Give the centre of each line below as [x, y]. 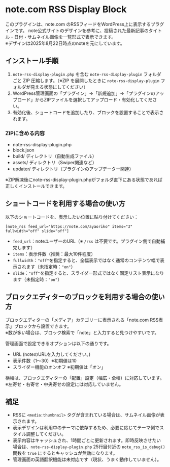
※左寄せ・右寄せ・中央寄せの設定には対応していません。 [64, 384]
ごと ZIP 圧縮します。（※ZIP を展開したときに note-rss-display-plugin [86, 81]
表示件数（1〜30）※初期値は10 [45, 360]
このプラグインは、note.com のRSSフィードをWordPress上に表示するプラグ [85, 24]
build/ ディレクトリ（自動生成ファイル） [55, 156]
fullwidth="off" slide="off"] [37, 231]
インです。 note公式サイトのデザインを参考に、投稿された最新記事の [77, 30]
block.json [23, 150]
